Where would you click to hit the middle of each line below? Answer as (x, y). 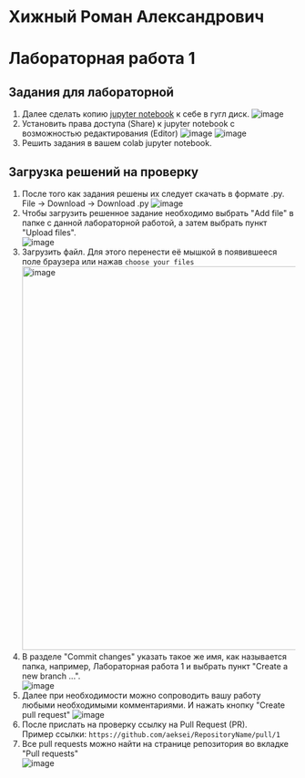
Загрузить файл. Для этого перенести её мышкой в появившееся (149, 252)
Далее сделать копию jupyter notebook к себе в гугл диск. (135, 114)
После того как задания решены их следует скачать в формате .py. (153, 194)
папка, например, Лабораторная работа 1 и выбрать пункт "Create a (155, 666)
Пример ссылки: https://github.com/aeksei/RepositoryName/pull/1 (151, 734)
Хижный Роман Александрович (137, 17)
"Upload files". (49, 233)
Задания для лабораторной (91, 92)
